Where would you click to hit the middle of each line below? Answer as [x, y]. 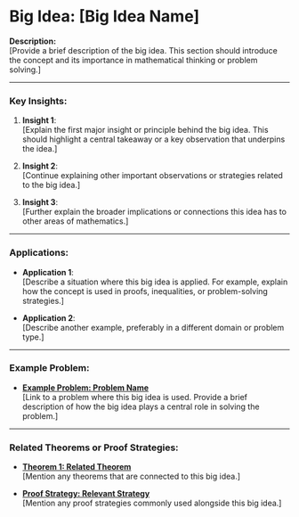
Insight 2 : [40, 166]
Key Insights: [38, 101]
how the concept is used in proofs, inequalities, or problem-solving [145, 291]
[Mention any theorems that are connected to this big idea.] [131, 476]
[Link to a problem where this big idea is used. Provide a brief [134, 397]
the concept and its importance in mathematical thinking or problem [133, 60]
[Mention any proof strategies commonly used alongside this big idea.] [152, 503]
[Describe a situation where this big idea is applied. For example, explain [155, 282]
